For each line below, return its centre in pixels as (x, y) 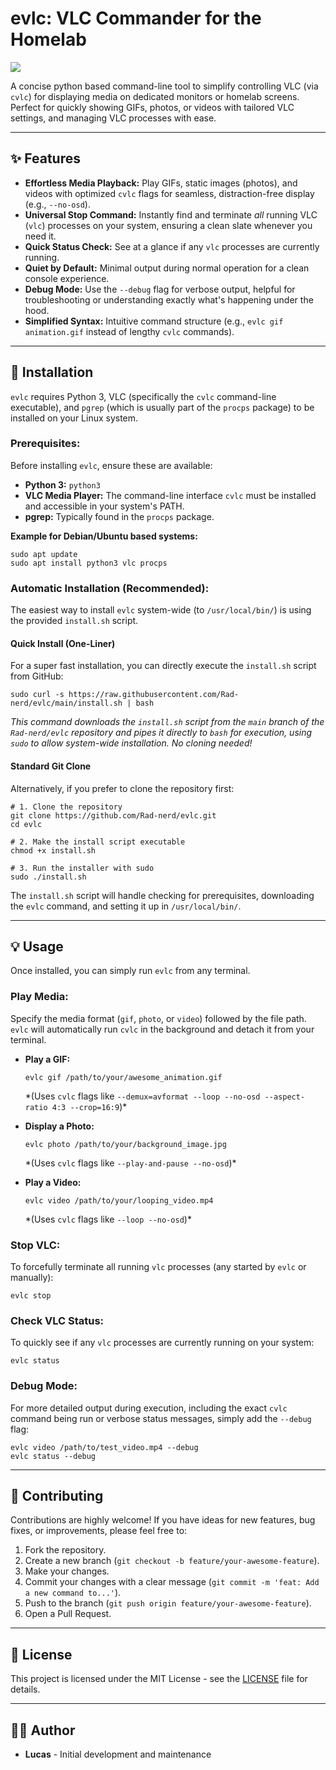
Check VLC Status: (57, 1320)
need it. (40, 236)
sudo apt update (44, 554)
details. (25, 1689)
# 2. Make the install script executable (98, 842)
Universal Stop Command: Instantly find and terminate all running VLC (171, 214)
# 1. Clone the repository (66, 807)
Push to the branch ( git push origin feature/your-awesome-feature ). (168, 1603)
